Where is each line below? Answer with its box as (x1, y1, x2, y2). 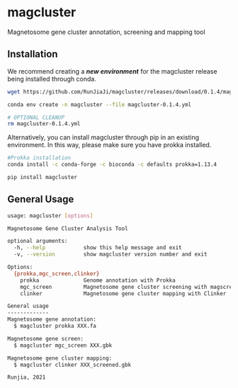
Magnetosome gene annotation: (7, 316, 97, 323)
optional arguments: (7, 238, 69, 245)
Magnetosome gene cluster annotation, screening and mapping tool (7, 28, 205, 36)
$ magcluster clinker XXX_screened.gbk (13, 361, 132, 368)
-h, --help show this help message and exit (13, 244, 182, 251)
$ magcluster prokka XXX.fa (13, 323, 97, 330)
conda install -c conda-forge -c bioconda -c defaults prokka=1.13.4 (7, 161, 217, 169)
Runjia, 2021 (7, 374, 46, 381)
